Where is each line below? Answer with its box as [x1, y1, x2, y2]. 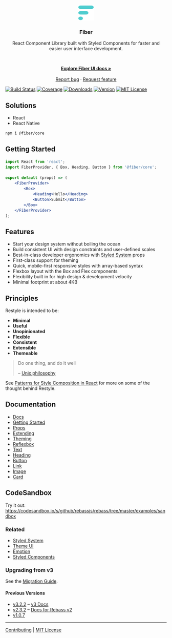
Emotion [12, 548, 31, 554]
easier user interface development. [49, 46, 123, 52]
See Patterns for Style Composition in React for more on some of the [5, 380, 150, 386]
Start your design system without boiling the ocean [12, 241, 121, 247]
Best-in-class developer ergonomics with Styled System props [12, 252, 145, 258]
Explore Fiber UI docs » [60, 66, 112, 72]
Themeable [12, 350, 38, 356]
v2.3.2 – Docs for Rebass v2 [12, 607, 73, 613]
